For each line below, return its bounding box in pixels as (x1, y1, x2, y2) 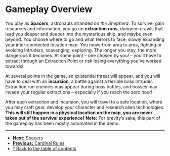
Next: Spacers (12, 135, 43, 141)
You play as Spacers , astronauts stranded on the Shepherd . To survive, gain (5, 20, 164, 26)
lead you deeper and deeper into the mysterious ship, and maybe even (5, 31, 153, 37)
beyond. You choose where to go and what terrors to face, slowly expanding (5, 36, 164, 42)
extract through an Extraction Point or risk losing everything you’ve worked (5, 58, 162, 64)
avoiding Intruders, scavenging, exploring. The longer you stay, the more (5, 47, 157, 53)
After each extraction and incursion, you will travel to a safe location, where (5, 98, 163, 105)
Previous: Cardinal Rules (12, 140, 65, 146)
